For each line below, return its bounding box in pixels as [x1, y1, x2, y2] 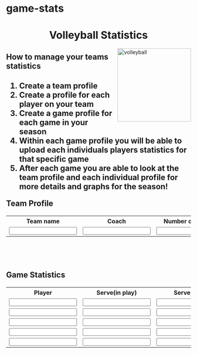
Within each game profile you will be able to [19, 136, 182, 146]
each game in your [19, 118, 89, 128]
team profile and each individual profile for [19, 172, 178, 183]
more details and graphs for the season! [19, 182, 168, 192]
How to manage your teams [6, 52, 108, 62]
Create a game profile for [19, 108, 113, 118]
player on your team [19, 99, 94, 110]
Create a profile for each [19, 90, 110, 100]
